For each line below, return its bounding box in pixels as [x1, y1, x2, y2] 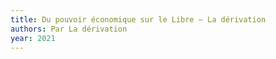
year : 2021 [10, 33, 56, 43]
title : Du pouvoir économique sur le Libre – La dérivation [10, 14, 267, 25]
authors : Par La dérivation [10, 24, 128, 34]
